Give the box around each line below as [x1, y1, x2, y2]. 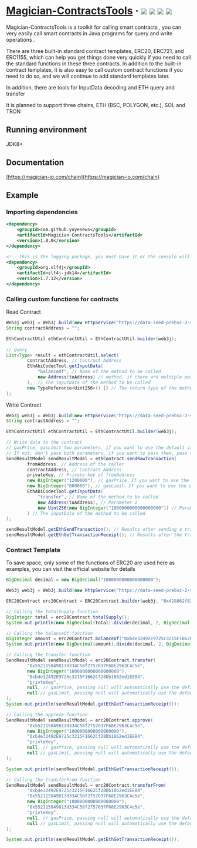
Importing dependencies [6, 208, 78, 216]
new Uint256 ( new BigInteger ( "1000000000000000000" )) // [37, 505, 177, 511]
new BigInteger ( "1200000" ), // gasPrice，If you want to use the [27, 478, 189, 484]
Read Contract [6, 308, 41, 315]
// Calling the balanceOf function [6, 630, 93, 636]
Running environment [6, 125, 87, 135]
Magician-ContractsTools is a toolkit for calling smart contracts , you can [6, 24, 182, 31]
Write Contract [6, 401, 42, 408]
